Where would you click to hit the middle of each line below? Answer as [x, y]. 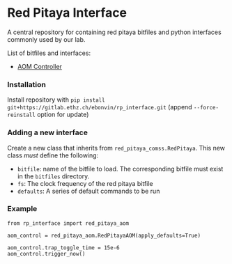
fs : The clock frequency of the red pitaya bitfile [85, 183]
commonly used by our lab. [46, 39]
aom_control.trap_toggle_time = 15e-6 [63, 248]
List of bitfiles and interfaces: [49, 53]
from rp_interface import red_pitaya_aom [68, 223]
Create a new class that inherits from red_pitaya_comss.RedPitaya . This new [116, 148]
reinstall [22, 115]
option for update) [63, 115]
